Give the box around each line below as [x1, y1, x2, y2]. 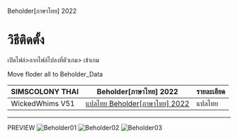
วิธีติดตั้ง [7, 32, 45, 48]
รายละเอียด [195, 86, 225, 96]
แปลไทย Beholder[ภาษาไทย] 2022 [85, 98, 190, 108]
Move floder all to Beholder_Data [7, 69, 103, 78]
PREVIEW [7, 123, 35, 132]
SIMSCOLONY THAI [11, 86, 79, 96]
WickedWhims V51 [11, 98, 75, 108]
